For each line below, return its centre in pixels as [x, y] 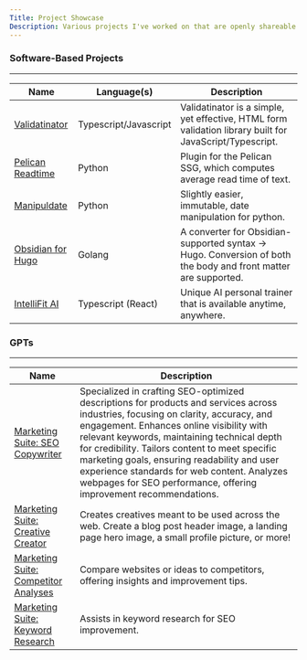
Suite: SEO [37, 442]
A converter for [212, 231]
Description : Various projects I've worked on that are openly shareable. [155, 27]
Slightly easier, [212, 194]
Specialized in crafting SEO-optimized [162, 391]
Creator [31, 543]
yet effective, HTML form [233, 118]
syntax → [247, 243]
